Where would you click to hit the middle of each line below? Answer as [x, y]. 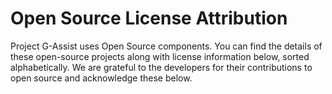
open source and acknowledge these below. [101, 78]
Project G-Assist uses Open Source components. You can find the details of [166, 46]
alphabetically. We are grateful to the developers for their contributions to [161, 67]
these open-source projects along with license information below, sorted [160, 56]
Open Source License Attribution [149, 18]
